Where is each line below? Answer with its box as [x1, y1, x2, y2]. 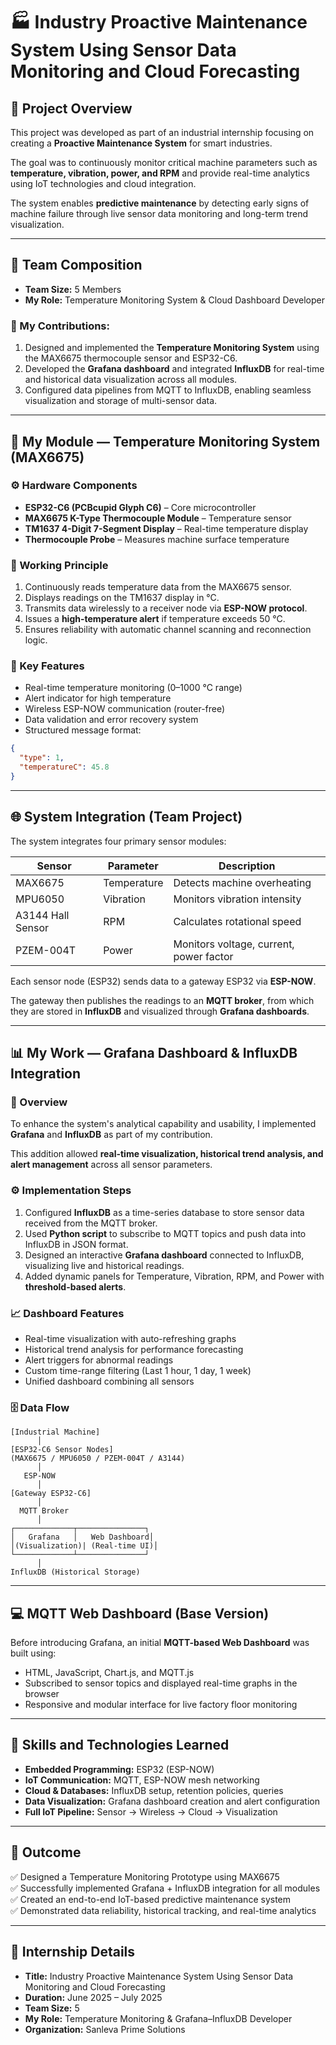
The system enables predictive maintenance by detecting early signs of [10, 197, 310, 209]
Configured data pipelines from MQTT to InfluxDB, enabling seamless [24, 384, 312, 396]
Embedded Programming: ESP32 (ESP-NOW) [24, 1763, 215, 1775]
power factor [173, 949, 234, 963]
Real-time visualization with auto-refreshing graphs [24, 1332, 237, 1344]
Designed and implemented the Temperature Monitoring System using [24, 342, 320, 354]
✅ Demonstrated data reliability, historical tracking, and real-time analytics [10, 1904, 317, 1916]
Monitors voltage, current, [173, 937, 295, 951]
